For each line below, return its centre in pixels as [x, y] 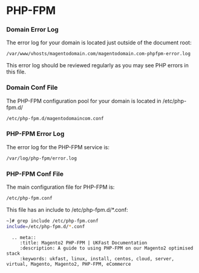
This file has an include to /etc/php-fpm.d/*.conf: [67, 209]
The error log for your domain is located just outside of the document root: [99, 42]
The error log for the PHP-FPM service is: [58, 147]
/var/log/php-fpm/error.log [42, 158]
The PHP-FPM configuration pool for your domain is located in [84, 101]
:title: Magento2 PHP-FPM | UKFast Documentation [83, 243]
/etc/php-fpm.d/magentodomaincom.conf [55, 118]
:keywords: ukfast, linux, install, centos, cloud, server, [97, 258]
